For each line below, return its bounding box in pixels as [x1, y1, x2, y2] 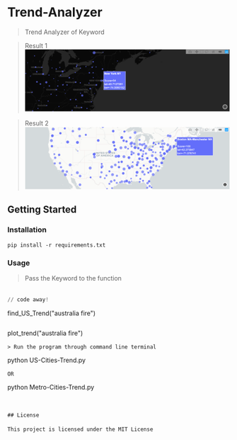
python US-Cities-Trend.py [7, 356, 86, 365]
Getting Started [7, 203, 77, 215]
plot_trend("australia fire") [7, 329, 83, 337]
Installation [7, 225, 47, 235]
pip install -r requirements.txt [7, 242, 106, 249]
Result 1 [24, 41, 48, 50]
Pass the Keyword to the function [24, 274, 122, 283]
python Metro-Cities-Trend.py [7, 383, 95, 392]
